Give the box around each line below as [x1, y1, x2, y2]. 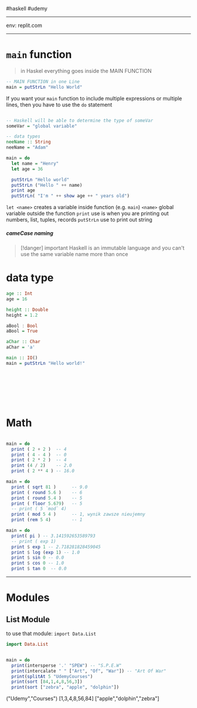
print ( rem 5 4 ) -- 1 [11, 517, 83, 523]
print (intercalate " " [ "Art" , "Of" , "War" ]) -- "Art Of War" [11, 668, 167, 674]
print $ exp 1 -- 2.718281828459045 [11, 543, 101, 550]
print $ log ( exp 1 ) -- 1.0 [11, 549, 80, 555]
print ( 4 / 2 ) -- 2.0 [11, 462, 72, 469]
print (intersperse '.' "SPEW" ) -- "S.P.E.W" [11, 662, 122, 669]
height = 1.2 [6, 312, 38, 318]
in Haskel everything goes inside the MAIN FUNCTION [20, 67, 152, 74]
